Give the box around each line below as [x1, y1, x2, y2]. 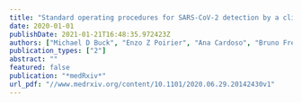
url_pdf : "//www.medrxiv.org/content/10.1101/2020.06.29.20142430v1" [9, 80, 276, 89]
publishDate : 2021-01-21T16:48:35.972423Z [9, 30, 171, 39]
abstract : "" [9, 55, 58, 64]
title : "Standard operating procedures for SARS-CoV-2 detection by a [9, 13, 280, 22]
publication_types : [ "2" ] [9, 47, 106, 56]
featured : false [9, 64, 70, 73]
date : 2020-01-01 [9, 21, 75, 30]
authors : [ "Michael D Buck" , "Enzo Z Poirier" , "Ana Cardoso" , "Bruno [9, 38, 280, 47]
